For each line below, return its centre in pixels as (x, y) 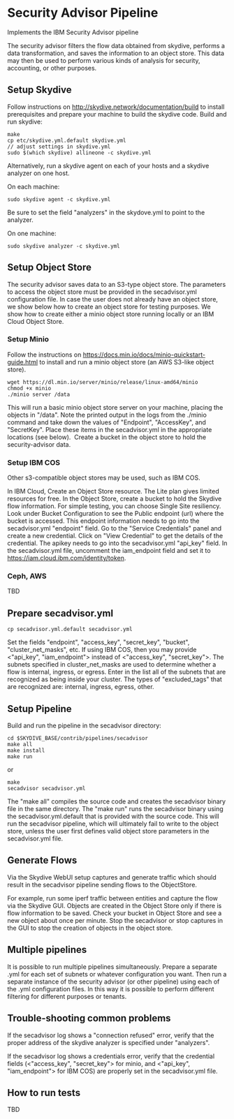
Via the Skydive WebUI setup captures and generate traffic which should (112, 877)
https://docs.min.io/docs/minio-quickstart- (144, 355)
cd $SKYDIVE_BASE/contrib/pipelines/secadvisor (78, 739)
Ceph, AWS (27, 576)
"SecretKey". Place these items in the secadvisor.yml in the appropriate (110, 429)
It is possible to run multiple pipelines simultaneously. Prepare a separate (112, 966)
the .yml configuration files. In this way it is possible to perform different (111, 988)
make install (26, 751)
